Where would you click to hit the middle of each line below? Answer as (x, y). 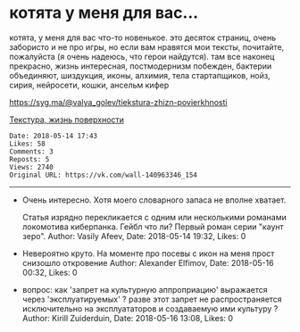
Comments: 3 (31, 151)
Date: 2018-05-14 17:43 (54, 136)
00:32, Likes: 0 (50, 272)
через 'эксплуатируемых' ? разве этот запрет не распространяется (152, 299)
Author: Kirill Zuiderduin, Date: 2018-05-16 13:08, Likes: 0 (128, 318)
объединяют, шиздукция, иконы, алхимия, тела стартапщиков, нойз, (140, 75)
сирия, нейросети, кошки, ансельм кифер (89, 85)
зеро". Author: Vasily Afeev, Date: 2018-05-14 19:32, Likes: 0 (134, 236)
